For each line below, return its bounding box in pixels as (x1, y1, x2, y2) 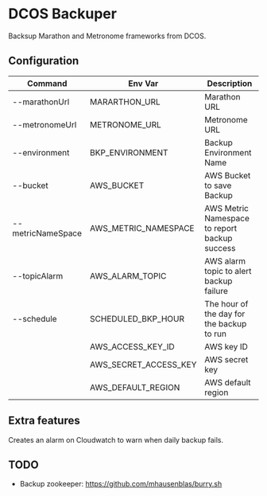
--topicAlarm (12, 270, 64, 281)
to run (204, 328, 226, 339)
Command (27, 77, 68, 88)
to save (204, 180, 232, 191)
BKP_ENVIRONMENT (90, 146, 168, 158)
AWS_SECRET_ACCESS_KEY (90, 359, 197, 370)
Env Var (128, 77, 159, 88)
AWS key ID (204, 341, 249, 352)
